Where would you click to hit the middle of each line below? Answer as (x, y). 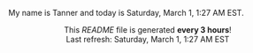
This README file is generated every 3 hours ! (148, 30)
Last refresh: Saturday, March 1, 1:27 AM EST (148, 39)
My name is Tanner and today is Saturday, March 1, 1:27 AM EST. (126, 13)
